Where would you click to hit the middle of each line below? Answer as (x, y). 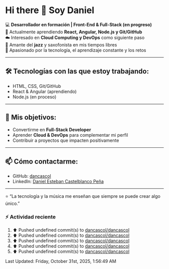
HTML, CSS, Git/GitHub (37, 86)
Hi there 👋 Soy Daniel (50, 10)
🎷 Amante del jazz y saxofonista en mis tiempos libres (61, 44)
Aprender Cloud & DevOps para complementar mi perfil (70, 135)
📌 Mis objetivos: (31, 117)
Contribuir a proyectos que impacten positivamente (66, 140)
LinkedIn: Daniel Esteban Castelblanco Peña (58, 182)
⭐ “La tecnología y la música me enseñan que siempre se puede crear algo (83, 196)
